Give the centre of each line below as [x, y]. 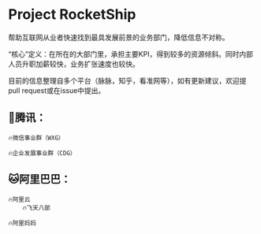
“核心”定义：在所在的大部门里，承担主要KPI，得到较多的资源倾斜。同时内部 [131, 54]
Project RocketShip [72, 15]
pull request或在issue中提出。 [57, 90]
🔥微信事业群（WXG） [36, 138]
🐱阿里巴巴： [39, 179]
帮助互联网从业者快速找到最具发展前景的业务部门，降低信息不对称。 [119, 37]
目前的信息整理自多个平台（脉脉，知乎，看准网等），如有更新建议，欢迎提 [127, 80]
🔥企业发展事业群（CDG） [42, 153]
